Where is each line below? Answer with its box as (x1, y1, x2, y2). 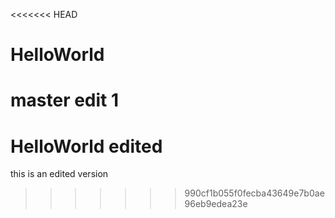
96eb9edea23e (184, 198, 248, 210)
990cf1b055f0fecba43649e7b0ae (184, 187, 325, 199)
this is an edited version (10, 168, 109, 180)
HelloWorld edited (10, 135, 163, 158)
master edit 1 (10, 89, 120, 112)
